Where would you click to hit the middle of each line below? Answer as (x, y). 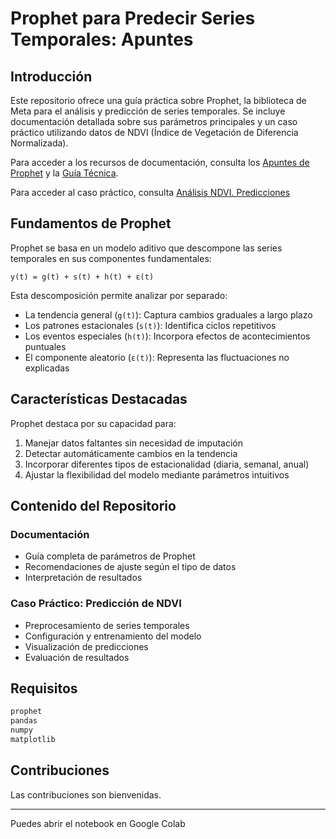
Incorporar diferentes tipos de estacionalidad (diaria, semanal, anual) (167, 464)
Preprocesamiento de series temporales (107, 625)
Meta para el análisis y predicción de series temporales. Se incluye (148, 111)
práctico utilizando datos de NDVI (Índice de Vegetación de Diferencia (154, 132)
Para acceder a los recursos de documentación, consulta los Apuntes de (160, 162)
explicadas (47, 368)
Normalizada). (39, 143)
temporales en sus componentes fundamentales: (111, 258)
